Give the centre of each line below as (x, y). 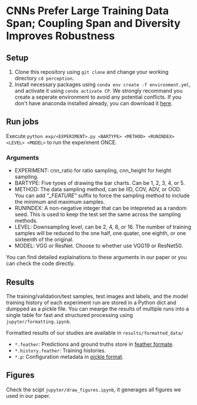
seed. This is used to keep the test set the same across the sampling (98, 214)
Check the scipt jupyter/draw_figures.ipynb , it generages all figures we (94, 389)
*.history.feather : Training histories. (60, 350)
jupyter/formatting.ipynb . (39, 321)
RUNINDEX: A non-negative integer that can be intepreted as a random (101, 208)
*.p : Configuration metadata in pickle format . (69, 357)
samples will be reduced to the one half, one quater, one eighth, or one (100, 233)
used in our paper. (28, 396)
